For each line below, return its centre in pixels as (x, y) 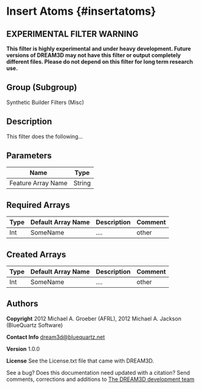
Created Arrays (36, 254)
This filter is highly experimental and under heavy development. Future (99, 48)
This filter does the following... (45, 136)
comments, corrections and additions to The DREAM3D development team (100, 379)
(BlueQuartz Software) (35, 325)
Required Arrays (38, 205)
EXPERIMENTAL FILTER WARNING (73, 34)
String (82, 183)
